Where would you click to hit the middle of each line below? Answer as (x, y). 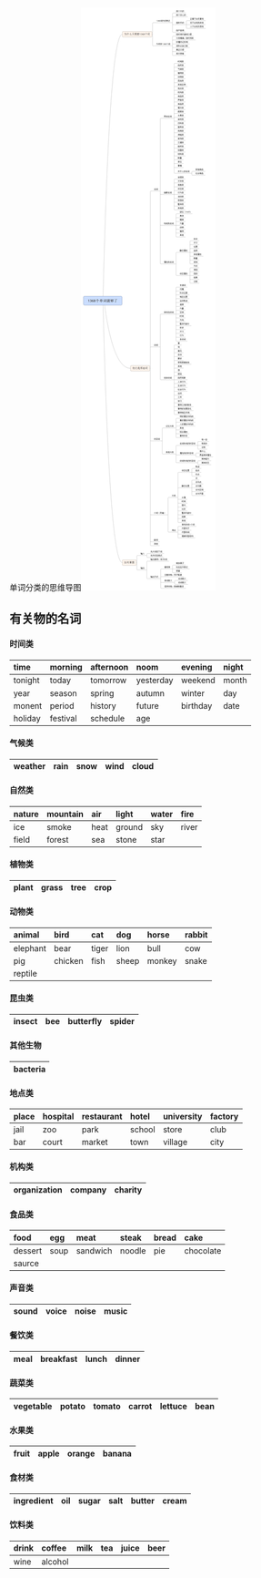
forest (58, 840)
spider (122, 1021)
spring (102, 693)
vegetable (33, 1406)
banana (117, 1453)
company (88, 1190)
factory (225, 1116)
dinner (128, 1358)
